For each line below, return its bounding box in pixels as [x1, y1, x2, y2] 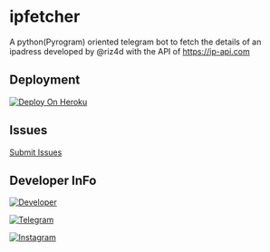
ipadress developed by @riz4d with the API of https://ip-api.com [9, 45, 251, 56]
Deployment [9, 73, 81, 88]
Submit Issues [9, 147, 63, 158]
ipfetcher [9, 6, 81, 27]
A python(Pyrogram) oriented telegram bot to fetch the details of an [9, 36, 262, 47]
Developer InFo [9, 172, 97, 188]
